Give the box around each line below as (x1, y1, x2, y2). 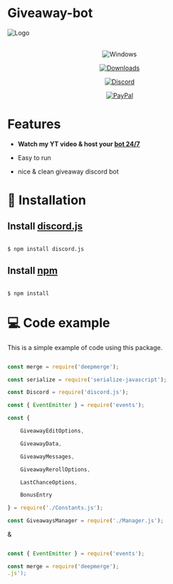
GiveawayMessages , (20, 453, 75, 460)
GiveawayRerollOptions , (20, 466, 91, 473)
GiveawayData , (20, 440, 62, 447)
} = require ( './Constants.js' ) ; (7, 504, 103, 511)
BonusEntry (20, 492, 53, 499)
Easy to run (17, 153, 51, 161)
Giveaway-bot (7, 5, 93, 21)
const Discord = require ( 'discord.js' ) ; (7, 389, 130, 396)
